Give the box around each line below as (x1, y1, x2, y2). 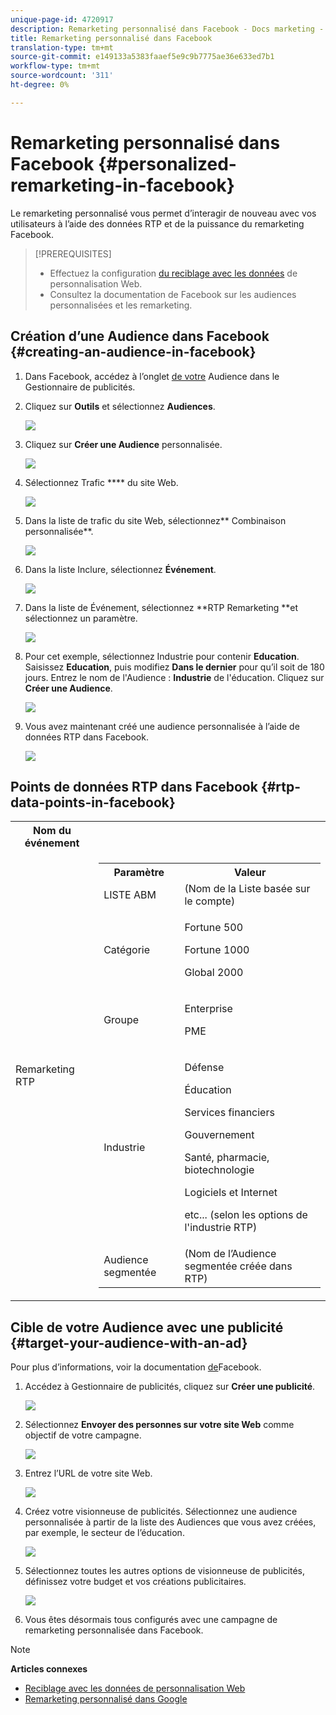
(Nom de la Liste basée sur (184, 882, 311, 896)
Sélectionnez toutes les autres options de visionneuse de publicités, (24, 1565, 306, 1577)
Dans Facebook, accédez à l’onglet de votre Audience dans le (24, 370, 280, 382)
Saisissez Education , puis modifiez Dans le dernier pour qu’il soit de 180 (24, 661, 325, 673)
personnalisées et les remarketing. (49, 299, 193, 311)
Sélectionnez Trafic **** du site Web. (24, 476, 179, 488)
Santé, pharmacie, (184, 1151, 270, 1165)
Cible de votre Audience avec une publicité (10, 1319, 284, 1336)
